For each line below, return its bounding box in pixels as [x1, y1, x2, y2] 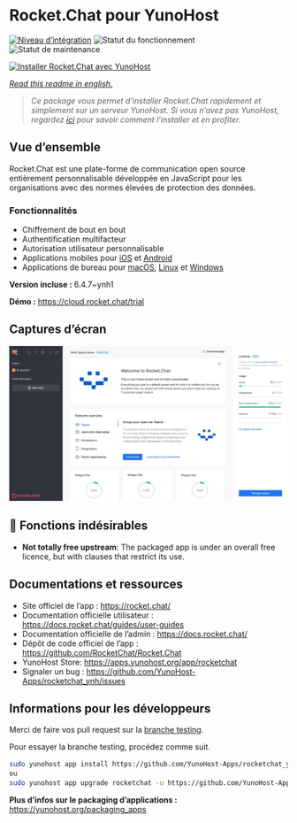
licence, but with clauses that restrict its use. [21, 550, 186, 562]
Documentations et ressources [9, 577, 184, 592]
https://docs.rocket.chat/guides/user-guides [21, 619, 184, 629]
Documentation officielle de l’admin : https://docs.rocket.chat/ [21, 628, 247, 639]
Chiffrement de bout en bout [21, 225, 126, 235]
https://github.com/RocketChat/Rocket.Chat [21, 647, 182, 658]
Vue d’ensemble [9, 140, 102, 155]
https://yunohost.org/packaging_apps [9, 804, 147, 814]
